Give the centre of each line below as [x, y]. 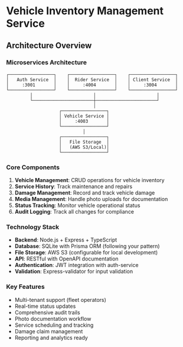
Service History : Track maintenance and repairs [73, 187]
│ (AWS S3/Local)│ [84, 147]
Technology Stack [33, 227]
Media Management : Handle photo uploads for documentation [91, 199]
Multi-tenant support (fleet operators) [60, 300]
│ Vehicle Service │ [84, 116]
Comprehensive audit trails [48, 312]
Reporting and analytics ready [51, 338]
